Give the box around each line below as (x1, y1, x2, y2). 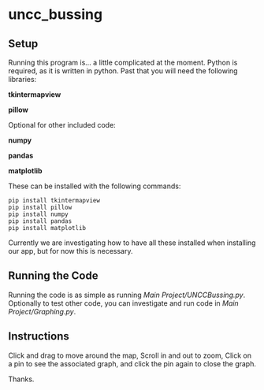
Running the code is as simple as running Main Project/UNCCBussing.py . (8, 290, 246, 299)
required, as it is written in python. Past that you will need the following (8, 66, 238, 76)
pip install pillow (8, 203, 73, 211)
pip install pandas (8, 217, 73, 225)
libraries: (8, 75, 37, 84)
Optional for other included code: (8, 121, 116, 129)
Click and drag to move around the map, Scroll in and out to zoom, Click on (8, 351, 252, 360)
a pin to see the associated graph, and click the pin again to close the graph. (8, 358, 256, 368)
